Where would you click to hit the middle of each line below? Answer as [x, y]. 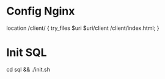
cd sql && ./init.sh [28, 69]
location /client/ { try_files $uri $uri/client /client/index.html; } [83, 28]
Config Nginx [41, 11]
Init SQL [27, 53]
